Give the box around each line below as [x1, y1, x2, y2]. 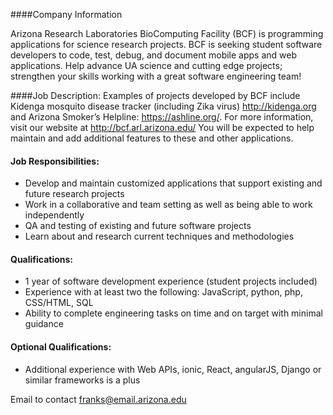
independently [24, 209, 85, 221]
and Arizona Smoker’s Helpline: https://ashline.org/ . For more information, [10, 111, 314, 123]
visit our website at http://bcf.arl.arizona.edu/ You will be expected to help [10, 122, 315, 133]
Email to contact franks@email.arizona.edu [10, 393, 187, 405]
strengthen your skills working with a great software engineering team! [10, 70, 302, 82]
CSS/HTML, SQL [24, 297, 94, 309]
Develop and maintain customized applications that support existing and [24, 177, 323, 189]
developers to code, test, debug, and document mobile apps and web [10, 49, 298, 61]
